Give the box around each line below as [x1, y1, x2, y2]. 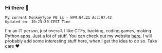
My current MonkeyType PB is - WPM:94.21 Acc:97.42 [5, 15, 112, 20]
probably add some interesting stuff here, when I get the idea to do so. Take [5, 38, 157, 44]
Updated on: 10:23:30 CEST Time [5, 19, 71, 25]
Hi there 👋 [5, 4, 29, 11]
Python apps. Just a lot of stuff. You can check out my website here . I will [5, 33, 152, 39]
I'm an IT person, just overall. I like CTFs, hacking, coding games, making [5, 28, 152, 34]
